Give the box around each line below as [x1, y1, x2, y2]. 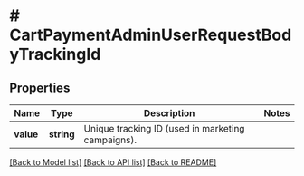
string [48, 128, 75, 141]
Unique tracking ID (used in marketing [83, 122, 245, 134]
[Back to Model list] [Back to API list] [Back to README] [9, 157, 217, 168]
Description [143, 107, 195, 119]
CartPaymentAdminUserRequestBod [9, 24, 292, 45]
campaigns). [83, 133, 138, 146]
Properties [9, 80, 71, 95]
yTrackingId [9, 44, 101, 64]
